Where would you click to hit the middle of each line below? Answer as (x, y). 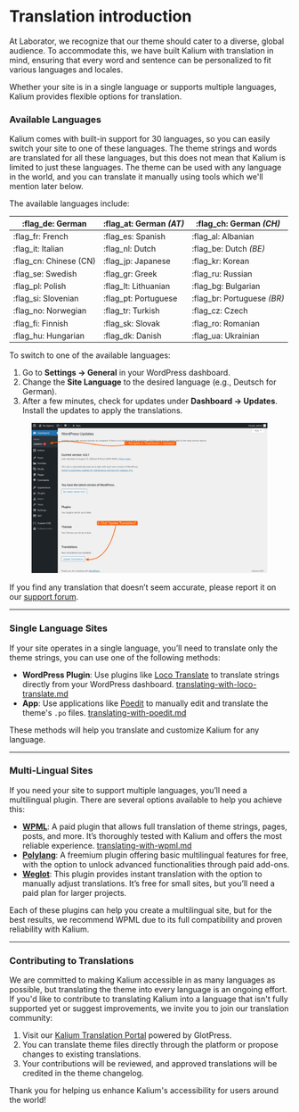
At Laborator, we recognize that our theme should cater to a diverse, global (147, 41)
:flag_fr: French (40, 236)
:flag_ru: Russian (222, 273)
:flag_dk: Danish (133, 336)
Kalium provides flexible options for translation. (96, 96)
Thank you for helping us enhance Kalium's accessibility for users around (144, 1091)
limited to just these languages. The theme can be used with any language (145, 168)
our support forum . (44, 597)
